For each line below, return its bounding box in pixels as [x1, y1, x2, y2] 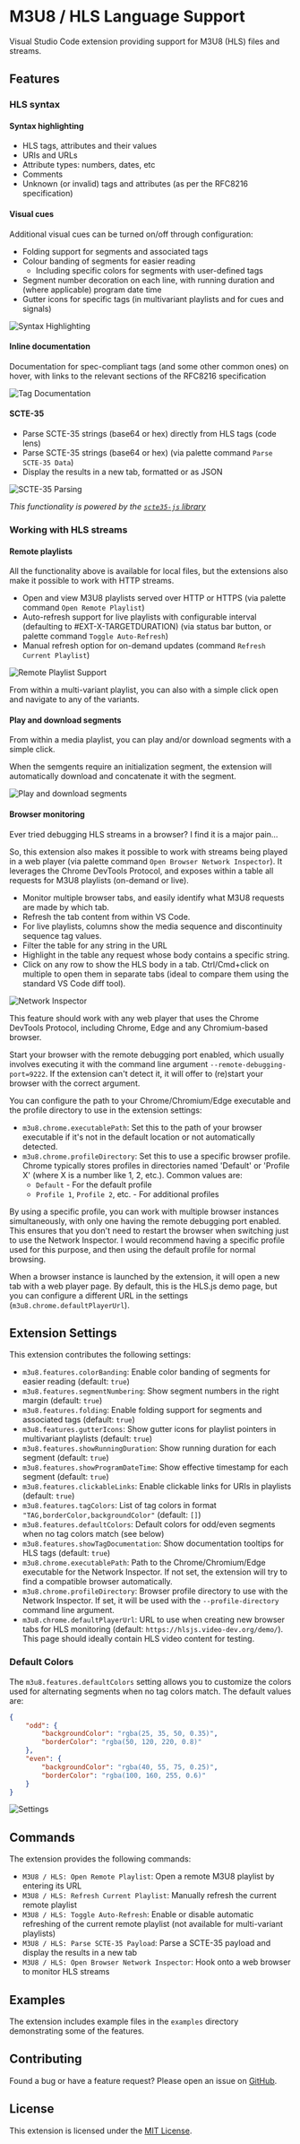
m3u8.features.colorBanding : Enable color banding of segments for [21, 1367, 271, 1377]
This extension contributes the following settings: [9, 1350, 191, 1360]
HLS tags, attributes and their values [21, 141, 158, 152]
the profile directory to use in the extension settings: [9, 1105, 202, 1115]
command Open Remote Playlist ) [21, 603, 145, 613]
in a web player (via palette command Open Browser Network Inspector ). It [9, 855, 283, 866]
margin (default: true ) [21, 1395, 103, 1406]
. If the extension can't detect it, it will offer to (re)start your [45, 1068, 264, 1079]
